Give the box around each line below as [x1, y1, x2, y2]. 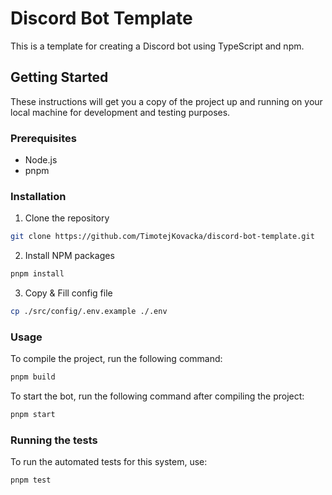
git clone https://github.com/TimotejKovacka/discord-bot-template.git [10, 232, 315, 242]
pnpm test [10, 475, 52, 486]
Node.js [24, 154, 58, 166]
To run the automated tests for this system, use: [10, 456, 208, 468]
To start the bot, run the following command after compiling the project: [10, 390, 305, 402]
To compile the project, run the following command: [10, 353, 223, 365]
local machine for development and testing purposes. [10, 106, 231, 118]
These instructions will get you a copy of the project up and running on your [10, 95, 323, 107]
